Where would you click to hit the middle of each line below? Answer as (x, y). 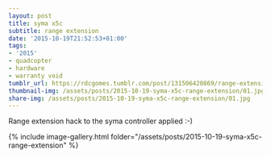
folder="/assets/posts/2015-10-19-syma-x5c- (186, 137)
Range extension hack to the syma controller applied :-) (101, 121)
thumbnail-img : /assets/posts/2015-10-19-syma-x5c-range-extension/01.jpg (137, 91)
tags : (17, 46)
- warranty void (35, 76)
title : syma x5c (35, 23)
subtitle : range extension (54, 31)
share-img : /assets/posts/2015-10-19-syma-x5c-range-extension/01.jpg (129, 98)
